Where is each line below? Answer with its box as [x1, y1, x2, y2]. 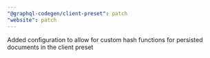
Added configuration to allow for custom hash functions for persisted [7, 35, 203, 43]
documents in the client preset [7, 43, 94, 51]
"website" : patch [7, 17, 57, 23]
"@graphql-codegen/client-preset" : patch [7, 10, 128, 17]
